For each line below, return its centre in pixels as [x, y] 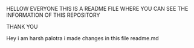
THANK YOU [22, 27]
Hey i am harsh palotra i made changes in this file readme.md [82, 38]
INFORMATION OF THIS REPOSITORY [53, 15]
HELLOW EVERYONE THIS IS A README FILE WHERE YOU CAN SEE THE [97, 9]
